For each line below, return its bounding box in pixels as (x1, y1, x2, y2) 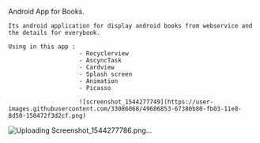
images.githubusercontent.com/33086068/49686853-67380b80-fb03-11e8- (8, 105, 243, 113)
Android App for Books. (8, 7, 85, 16)
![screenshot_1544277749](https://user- (78, 98, 214, 106)
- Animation (78, 77, 119, 85)
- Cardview (78, 63, 115, 71)
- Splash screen (78, 70, 133, 78)
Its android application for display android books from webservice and (8, 22, 253, 30)
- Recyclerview (78, 50, 129, 58)
